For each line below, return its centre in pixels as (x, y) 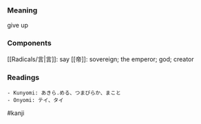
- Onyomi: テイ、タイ (35, 100)
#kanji (16, 113)
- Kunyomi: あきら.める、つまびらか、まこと (64, 93)
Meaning (22, 10)
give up (18, 25)
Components (29, 43)
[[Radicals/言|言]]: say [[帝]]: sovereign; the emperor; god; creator (100, 59)
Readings (23, 77)
